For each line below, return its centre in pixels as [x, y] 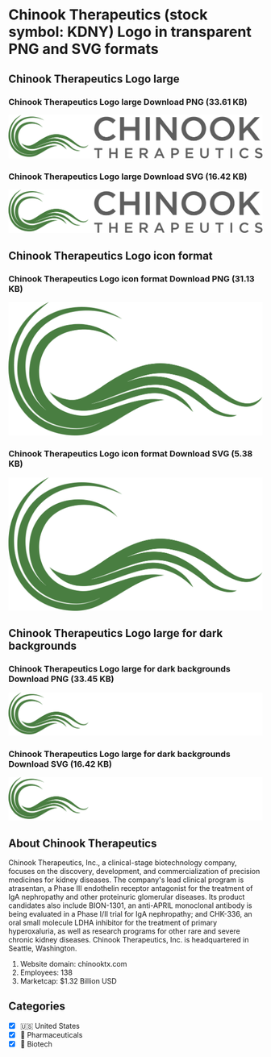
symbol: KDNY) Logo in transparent [130, 32]
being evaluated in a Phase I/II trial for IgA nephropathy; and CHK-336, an [130, 914]
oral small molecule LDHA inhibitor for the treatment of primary [113, 923]
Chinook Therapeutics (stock [108, 15]
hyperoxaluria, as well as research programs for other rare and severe [124, 931]
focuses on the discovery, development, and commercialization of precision [134, 872]
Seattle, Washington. [43, 948]
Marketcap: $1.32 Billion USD [68, 981]
